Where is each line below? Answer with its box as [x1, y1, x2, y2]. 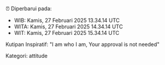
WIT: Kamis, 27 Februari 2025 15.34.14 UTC [14, 30, 120, 36]
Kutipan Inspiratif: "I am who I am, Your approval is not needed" [5, 41, 160, 48]
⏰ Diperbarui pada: [5, 5, 52, 12]
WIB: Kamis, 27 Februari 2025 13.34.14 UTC [14, 17, 120, 24]
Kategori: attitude [5, 53, 48, 59]
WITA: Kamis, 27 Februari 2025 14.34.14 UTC [14, 23, 123, 30]
